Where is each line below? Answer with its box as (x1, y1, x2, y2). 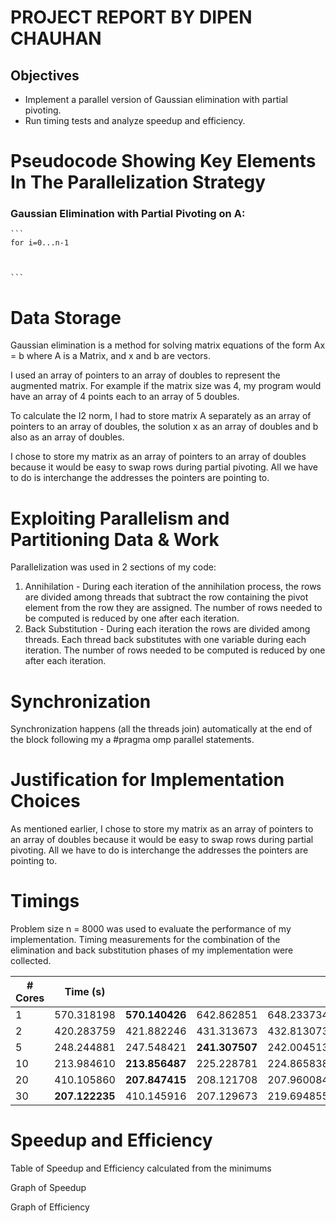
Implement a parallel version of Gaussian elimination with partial (24, 94, 288, 105)
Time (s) (64, 985, 106, 999)
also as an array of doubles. (10, 431, 125, 443)
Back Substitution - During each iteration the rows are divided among (24, 623, 311, 635)
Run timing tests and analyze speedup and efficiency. (24, 115, 246, 126)
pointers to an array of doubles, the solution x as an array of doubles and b (10, 421, 319, 433)
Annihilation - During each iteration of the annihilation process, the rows (24, 581, 322, 593)
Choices (10, 790, 81, 813)
